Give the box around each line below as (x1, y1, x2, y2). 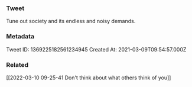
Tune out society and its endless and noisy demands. (6, 18, 136, 25)
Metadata (6, 33, 34, 41)
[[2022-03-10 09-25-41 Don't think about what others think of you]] (6, 74, 171, 81)
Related (6, 60, 29, 69)
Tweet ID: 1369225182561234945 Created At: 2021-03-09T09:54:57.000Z (6, 46, 187, 53)
